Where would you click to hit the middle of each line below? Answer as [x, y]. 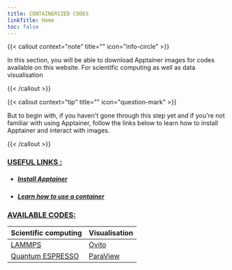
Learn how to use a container [61, 197]
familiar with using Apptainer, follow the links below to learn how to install [113, 123]
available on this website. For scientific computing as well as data [101, 68]
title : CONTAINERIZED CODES [48, 14]
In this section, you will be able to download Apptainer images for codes [111, 60]
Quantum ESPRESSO [45, 256]
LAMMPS [26, 245]
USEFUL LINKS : [35, 162]
